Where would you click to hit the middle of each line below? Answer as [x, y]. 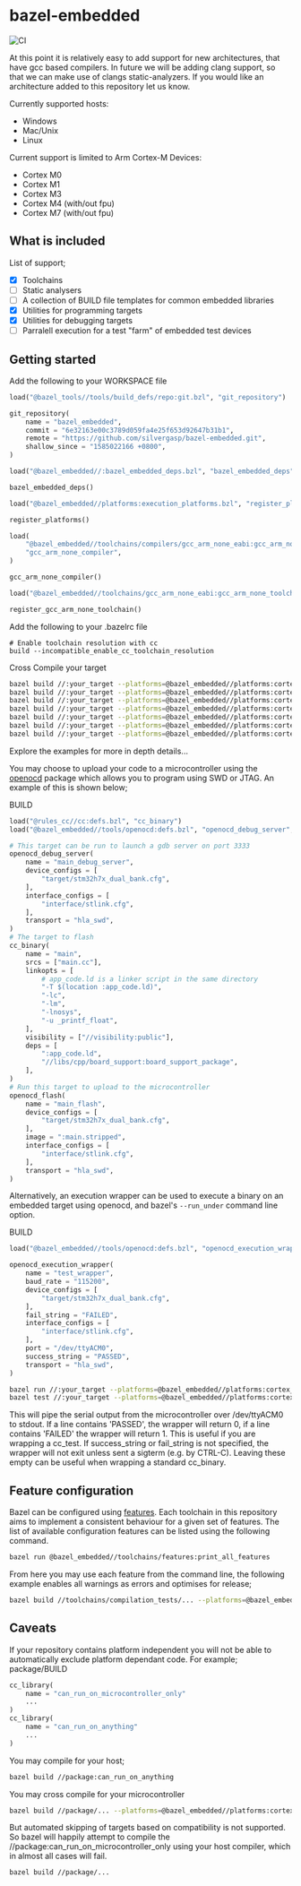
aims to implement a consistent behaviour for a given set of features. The [144, 1522]
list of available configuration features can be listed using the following [140, 1531]
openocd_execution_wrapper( [62, 1265]
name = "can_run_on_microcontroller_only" [106, 1693]
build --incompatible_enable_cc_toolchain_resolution [112, 650]
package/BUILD [39, 1668]
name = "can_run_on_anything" [82, 1727]
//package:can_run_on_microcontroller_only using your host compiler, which [150, 1847]
